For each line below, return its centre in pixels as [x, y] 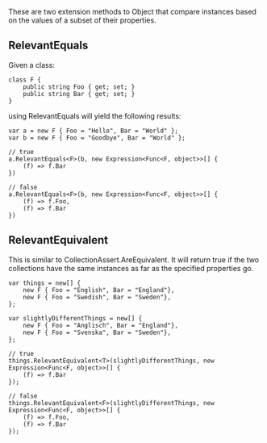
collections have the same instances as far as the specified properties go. [131, 268]
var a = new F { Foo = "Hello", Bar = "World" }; [94, 131]
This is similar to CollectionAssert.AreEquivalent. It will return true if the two [134, 259]
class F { [25, 80]
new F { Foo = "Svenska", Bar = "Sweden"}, [97, 332]
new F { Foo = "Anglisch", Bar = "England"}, [101, 325]
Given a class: [31, 65]
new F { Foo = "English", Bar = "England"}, [99, 290]
